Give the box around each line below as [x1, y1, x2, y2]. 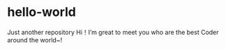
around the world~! [7, 35, 63, 44]
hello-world [7, 4, 77, 20]
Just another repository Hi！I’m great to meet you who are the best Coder [7, 28, 219, 36]
